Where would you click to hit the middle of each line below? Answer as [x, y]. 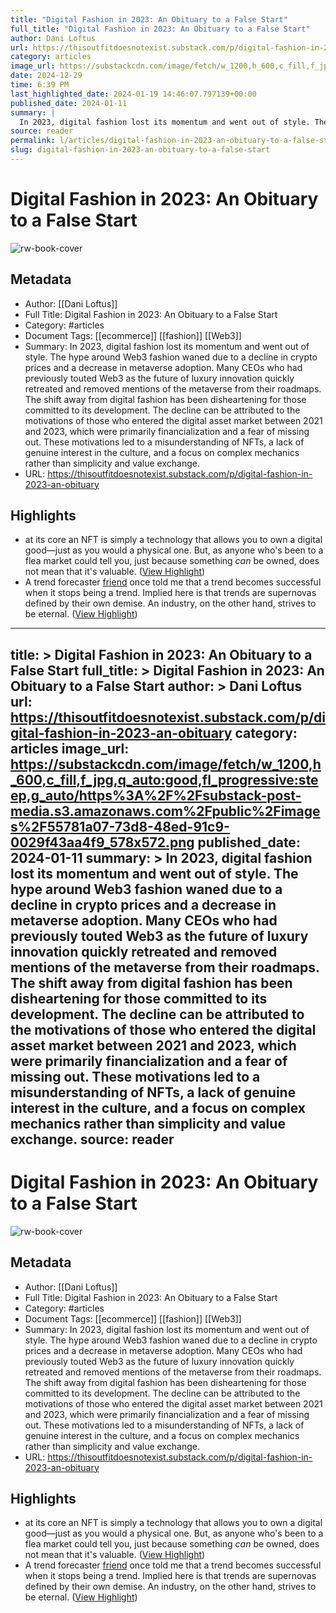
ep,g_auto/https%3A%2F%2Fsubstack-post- [156, 795]
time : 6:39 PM [40, 85]
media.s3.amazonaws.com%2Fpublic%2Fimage [165, 811]
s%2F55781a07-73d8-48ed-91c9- [120, 826]
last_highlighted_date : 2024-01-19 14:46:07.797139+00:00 [133, 94]
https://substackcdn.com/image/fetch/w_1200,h [166, 764]
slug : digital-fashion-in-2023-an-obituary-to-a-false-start [140, 150]
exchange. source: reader [92, 1139]
